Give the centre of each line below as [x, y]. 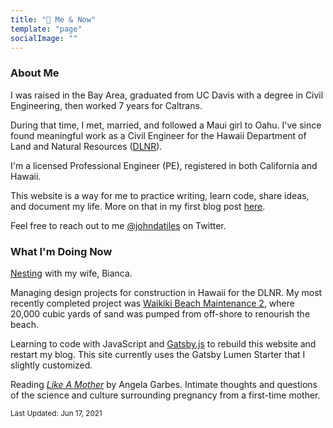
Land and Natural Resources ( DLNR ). [86, 146]
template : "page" [46, 29]
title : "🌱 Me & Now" [53, 19]
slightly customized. [51, 365]
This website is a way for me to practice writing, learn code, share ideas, [160, 195]
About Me [35, 73]
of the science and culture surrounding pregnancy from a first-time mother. [165, 395]
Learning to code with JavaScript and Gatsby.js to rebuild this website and [163, 343]
